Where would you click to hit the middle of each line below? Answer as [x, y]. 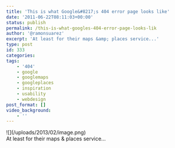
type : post [19, 45]
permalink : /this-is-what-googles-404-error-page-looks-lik [82, 28]
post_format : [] [26, 105]
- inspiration [34, 88]
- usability [31, 94]
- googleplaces [35, 83]
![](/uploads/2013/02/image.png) [46, 133]
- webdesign [31, 99]
